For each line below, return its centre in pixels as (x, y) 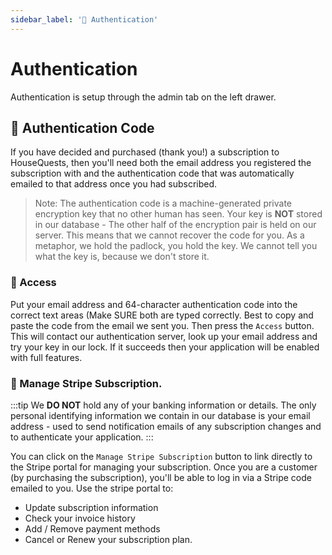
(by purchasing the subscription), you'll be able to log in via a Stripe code (161, 477)
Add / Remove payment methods (92, 528)
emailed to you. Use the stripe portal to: (92, 488)
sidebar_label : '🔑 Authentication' (84, 19)
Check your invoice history (80, 518)
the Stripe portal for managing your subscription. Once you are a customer (164, 467)
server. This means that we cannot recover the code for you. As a (169, 235)
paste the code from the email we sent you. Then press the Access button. (162, 325)
